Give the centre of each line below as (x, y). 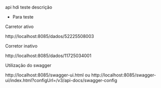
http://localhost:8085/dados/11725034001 (48, 55)
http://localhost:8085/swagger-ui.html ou (48, 75)
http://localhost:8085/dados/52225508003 (49, 36)
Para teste (23, 17)
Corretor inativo (21, 46)
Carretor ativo (19, 26)
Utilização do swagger (28, 65)
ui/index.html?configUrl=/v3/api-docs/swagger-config (61, 80)
